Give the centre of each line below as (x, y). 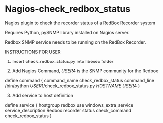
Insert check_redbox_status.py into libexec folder (63, 61)
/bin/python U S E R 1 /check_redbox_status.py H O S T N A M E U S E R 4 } (73, 86)
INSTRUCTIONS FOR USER (33, 52)
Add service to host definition (43, 95)
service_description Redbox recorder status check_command (68, 110)
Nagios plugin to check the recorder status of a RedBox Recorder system (80, 23)
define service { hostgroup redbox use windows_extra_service (69, 105)
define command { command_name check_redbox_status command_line (80, 80)
